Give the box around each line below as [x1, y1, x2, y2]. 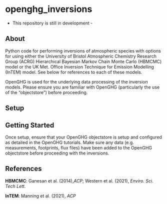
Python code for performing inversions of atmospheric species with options [5, 47, 161, 53]
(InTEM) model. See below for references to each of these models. [5, 69, 142, 75]
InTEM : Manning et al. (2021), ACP [5, 192, 76, 198]
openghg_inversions [5, 3, 92, 15]
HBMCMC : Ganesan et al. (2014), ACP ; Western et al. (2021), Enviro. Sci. [5, 177, 153, 183]
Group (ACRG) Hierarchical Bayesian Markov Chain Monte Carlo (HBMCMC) [5, 58, 162, 64]
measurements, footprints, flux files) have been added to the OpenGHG [5, 144, 152, 150]
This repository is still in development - [12, 20, 93, 26]
